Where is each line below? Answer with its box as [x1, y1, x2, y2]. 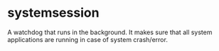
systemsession [7, 5, 100, 21]
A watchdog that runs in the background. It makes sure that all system [7, 28, 213, 36]
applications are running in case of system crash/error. [7, 35, 169, 43]
